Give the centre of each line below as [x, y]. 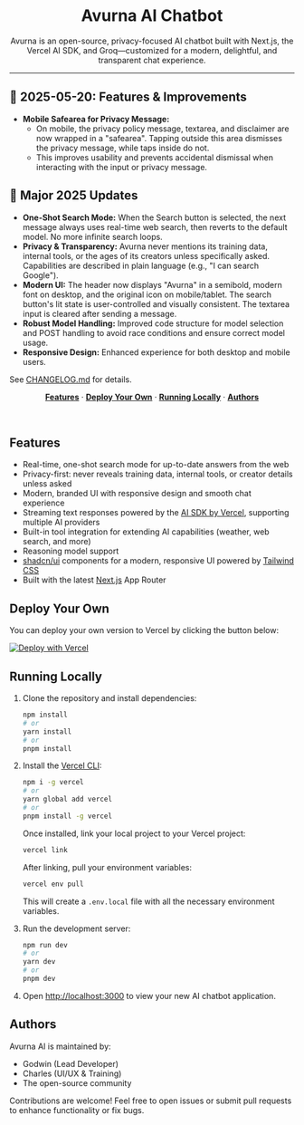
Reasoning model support [71, 551]
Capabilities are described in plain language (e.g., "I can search [141, 265]
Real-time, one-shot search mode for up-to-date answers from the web [156, 465]
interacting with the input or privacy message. [122, 167]
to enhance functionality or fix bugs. [77, 1110]
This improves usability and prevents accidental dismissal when [155, 157]
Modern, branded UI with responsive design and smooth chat [137, 494]
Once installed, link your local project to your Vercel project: [134, 833]
